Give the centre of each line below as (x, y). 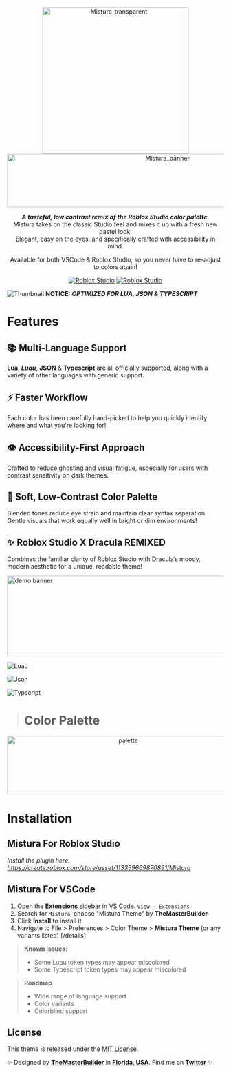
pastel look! (115, 232)
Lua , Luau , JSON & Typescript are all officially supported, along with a (108, 368)
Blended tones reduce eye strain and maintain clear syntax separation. (107, 513)
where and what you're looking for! (57, 425)
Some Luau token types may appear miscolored (102, 962)
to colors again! (115, 267)
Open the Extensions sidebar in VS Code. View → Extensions (103, 906)
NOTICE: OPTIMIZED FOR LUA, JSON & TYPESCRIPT (122, 294)
